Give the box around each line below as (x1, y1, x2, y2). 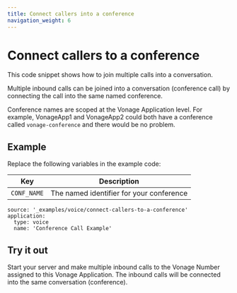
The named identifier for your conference (50, 189, 188, 198)
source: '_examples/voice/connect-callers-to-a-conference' (7, 206, 189, 214)
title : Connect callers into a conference (7, 10, 134, 18)
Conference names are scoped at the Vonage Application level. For (7, 105, 203, 114)
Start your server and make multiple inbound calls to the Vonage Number (7, 263, 221, 272)
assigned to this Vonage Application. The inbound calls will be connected (7, 270, 221, 279)
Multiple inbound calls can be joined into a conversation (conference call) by (7, 84, 230, 92)
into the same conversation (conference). (7, 278, 128, 287)
